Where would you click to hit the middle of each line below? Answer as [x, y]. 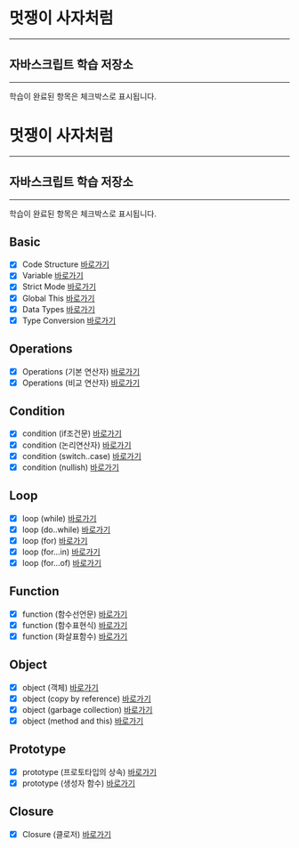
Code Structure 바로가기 [65, 264]
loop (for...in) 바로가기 [61, 552]
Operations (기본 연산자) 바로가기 [81, 371]
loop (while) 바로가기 [59, 518]
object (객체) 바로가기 [61, 687]
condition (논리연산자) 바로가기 [77, 445]
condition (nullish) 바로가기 [71, 467]
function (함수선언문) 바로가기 [75, 614]
